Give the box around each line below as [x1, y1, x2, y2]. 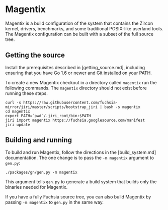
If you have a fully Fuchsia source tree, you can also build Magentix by [5, 193, 151, 200]
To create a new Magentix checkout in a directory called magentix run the [5, 79, 157, 85]
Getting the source [5, 51, 65, 60]
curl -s [5, 100, 22, 105]
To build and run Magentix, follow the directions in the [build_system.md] [5, 149, 156, 155]
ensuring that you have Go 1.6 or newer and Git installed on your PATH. [5, 70, 152, 76]
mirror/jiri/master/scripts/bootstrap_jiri [5, 104, 98, 110]
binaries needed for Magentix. [5, 184, 68, 190]
